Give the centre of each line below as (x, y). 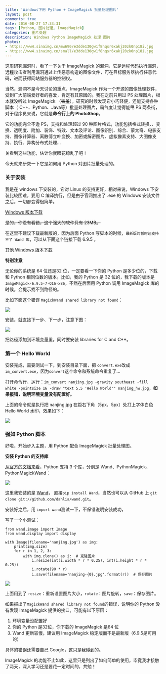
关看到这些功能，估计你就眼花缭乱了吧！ (46, 153)
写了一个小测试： (22, 520)
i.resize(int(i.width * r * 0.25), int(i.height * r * (89, 561)
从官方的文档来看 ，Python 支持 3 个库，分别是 (52, 467)
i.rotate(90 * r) (49, 569)
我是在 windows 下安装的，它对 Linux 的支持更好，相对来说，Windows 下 (80, 189)
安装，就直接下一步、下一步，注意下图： (46, 319)
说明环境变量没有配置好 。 (48, 394)
